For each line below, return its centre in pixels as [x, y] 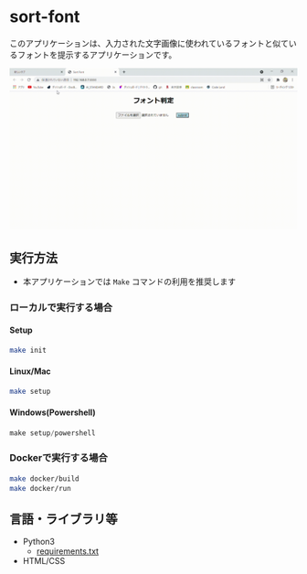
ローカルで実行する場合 [61, 308]
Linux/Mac [31, 371]
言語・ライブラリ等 [64, 519]
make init [28, 351]
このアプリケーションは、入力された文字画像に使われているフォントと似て [149, 43]
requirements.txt [67, 551]
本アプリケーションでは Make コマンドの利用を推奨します [129, 282]
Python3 [38, 542]
